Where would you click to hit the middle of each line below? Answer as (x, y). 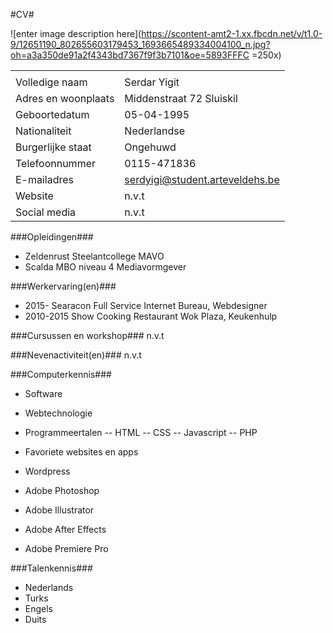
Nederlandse (155, 131)
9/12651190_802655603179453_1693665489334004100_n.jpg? (140, 44)
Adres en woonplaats (65, 98)
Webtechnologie (58, 413)
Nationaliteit (43, 131)
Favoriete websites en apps (81, 452)
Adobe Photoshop (62, 490)
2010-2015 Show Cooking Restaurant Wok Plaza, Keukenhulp (151, 316)
